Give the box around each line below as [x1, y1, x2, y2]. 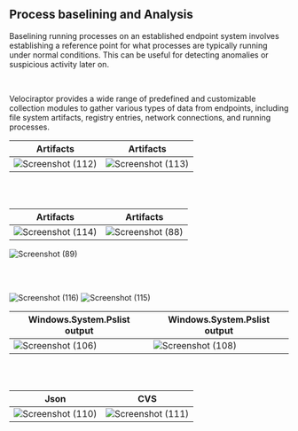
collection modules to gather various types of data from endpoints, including [9, 102, 289, 114]
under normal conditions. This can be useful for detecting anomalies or [9, 49, 269, 60]
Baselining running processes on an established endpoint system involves [9, 30, 279, 41]
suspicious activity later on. [9, 59, 109, 69]
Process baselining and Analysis [9, 7, 193, 22]
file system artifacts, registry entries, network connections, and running [9, 112, 271, 122]
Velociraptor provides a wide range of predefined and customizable [9, 93, 256, 104]
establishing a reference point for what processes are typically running [9, 40, 268, 51]
